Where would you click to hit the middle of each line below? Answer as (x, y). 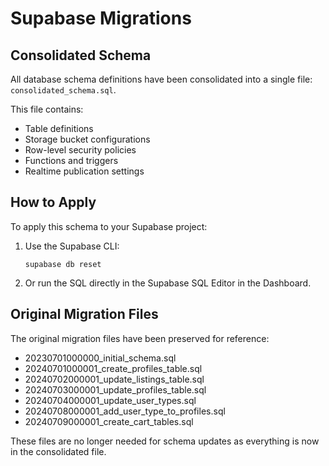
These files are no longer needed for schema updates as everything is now (165, 441)
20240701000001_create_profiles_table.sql (113, 368)
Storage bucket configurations (87, 139)
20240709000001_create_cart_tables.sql (109, 421)
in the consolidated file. (58, 451)
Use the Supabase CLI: (72, 246)
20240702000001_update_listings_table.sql (114, 379)
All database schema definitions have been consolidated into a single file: (161, 79)
